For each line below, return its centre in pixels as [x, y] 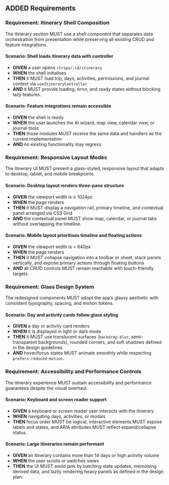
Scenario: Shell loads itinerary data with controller [59, 56]
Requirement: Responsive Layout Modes [56, 158]
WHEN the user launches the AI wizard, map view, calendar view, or [83, 123]
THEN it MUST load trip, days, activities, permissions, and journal [81, 78]
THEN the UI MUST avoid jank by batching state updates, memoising [84, 466]
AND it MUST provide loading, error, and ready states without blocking [87, 89]
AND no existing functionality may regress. [57, 145]
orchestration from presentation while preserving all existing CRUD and [80, 39]
